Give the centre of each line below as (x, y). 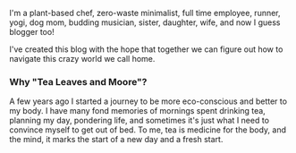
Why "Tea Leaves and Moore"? (78, 81)
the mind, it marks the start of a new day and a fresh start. (116, 140)
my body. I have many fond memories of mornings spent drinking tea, (137, 111)
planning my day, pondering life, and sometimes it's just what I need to (140, 121)
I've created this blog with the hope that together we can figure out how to (146, 49)
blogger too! (32, 32)
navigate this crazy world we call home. (82, 59)
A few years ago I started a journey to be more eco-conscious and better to (148, 101)
